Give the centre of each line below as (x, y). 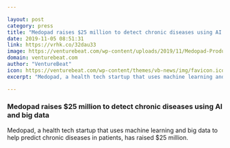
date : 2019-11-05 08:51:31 (46, 38)
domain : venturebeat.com (42, 58)
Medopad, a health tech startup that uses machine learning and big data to (112, 130)
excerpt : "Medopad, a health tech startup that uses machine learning (110, 77)
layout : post (26, 19)
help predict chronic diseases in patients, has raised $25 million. (98, 137)
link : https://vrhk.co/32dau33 (52, 45)
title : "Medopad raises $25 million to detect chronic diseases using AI (115, 32)
